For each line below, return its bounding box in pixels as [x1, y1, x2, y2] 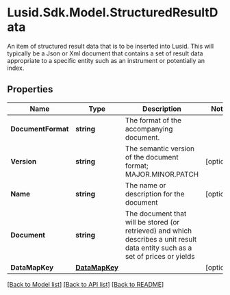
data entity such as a [125, 243, 192, 253]
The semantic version [125, 144, 195, 153]
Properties [7, 84, 53, 95]
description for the [125, 189, 185, 198]
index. [7, 64, 25, 72]
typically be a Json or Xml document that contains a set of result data [7, 49, 203, 57]
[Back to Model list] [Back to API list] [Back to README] [7, 280, 164, 288]
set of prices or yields [125, 251, 195, 261]
